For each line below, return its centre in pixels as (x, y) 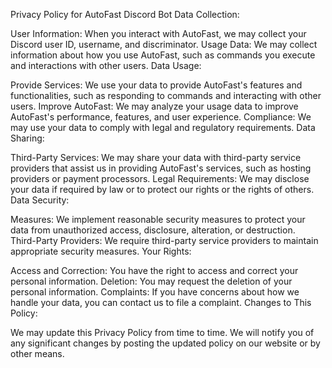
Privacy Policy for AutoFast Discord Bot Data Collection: (125, 14)
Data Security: (40, 200)
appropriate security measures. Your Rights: (101, 251)
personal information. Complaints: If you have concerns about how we (155, 292)
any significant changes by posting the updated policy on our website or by (165, 343)
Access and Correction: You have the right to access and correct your (154, 270)
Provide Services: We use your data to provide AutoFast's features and (156, 85)
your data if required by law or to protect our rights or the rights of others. (162, 189)
